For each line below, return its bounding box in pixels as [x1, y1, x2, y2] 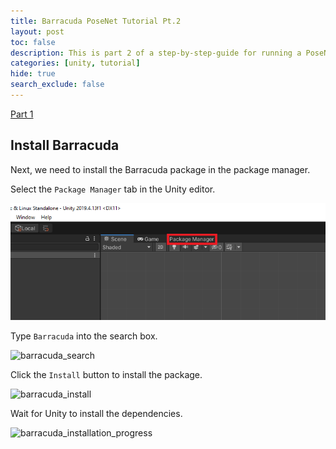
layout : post [10, 26, 65, 37]
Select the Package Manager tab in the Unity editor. [10, 183, 216, 195]
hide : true [10, 69, 56, 79]
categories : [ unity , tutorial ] [10, 58, 141, 69]
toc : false [10, 37, 56, 47]
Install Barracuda [10, 137, 120, 154]
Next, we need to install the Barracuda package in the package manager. [10, 163, 311, 175]
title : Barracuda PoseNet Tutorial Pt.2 [10, 16, 182, 26]
